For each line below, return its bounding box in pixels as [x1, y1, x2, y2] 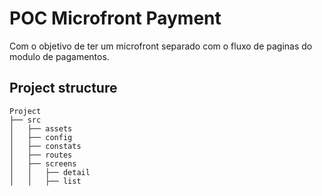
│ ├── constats [9, 141, 82, 151]
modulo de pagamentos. [9, 50, 110, 62]
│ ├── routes [9, 150, 73, 160]
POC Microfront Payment [9, 7, 222, 30]
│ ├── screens [9, 158, 77, 169]
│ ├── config [9, 132, 73, 142]
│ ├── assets [9, 123, 73, 134]
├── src [9, 115, 42, 125]
